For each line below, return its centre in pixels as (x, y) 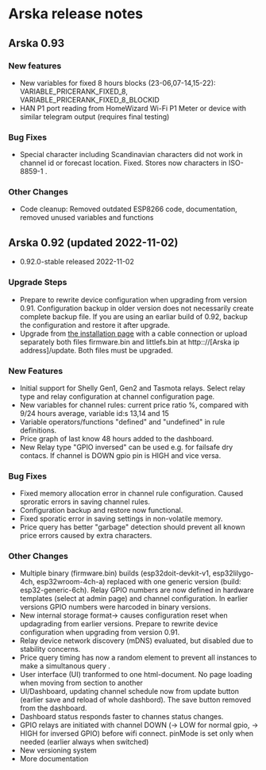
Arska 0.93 (37, 43)
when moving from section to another (81, 683)
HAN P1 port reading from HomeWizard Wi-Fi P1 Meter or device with (133, 108)
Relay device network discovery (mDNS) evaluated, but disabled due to (137, 641)
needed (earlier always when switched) (84, 742)
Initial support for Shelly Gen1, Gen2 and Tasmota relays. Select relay (133, 388)
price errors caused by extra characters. (86, 536)
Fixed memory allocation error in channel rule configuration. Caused (131, 494)
